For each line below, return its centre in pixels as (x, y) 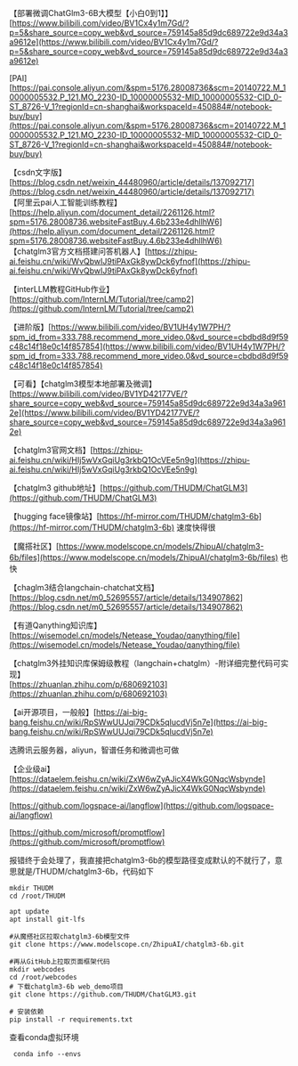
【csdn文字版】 (38, 172)
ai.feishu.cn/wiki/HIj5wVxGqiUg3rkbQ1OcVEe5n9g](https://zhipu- (130, 460)
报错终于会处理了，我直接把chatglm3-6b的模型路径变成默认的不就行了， (142, 860)
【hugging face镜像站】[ (55, 516)
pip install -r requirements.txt (71, 1020)
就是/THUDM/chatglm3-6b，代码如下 (85, 871)
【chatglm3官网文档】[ (51, 450)
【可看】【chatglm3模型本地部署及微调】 (83, 384)
